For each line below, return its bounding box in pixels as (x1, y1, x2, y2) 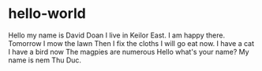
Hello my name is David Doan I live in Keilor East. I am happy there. (8, 30, 226, 40)
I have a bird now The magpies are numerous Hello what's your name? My (8, 47, 250, 56)
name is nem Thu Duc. (8, 55, 81, 65)
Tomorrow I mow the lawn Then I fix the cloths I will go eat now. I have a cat (8, 38, 255, 48)
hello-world (8, 5, 87, 23)
